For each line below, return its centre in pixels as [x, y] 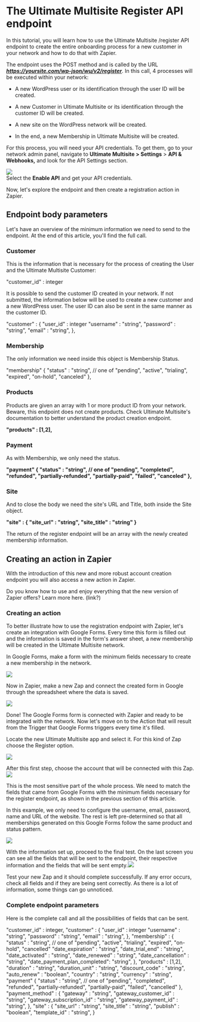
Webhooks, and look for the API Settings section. [67, 160]
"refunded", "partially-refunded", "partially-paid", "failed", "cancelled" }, [95, 987]
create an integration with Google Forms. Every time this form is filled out [96, 633]
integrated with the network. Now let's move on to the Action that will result [99, 722]
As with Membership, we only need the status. [63, 458]
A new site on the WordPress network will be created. [81, 124]
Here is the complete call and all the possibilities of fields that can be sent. [98, 918]
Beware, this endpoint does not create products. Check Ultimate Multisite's [99, 412]
